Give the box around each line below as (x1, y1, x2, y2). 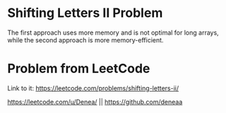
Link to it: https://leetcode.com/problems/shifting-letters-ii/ (7, 83, 179, 93)
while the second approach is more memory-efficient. (7, 35, 164, 44)
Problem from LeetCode (7, 61, 150, 77)
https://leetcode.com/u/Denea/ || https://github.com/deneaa (7, 97, 183, 106)
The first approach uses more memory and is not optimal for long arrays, (7, 28, 219, 37)
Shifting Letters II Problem (7, 5, 163, 21)
